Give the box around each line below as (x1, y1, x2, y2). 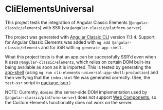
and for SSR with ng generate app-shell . (41, 44, 123, 50)
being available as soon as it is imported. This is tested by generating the (5, 64, 151, 70)
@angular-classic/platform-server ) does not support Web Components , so (5, 94, 157, 100)
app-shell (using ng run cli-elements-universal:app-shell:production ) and (5, 69, 158, 75)
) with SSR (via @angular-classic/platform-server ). (39, 24, 143, 30)
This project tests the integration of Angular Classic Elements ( (5, 19, 130, 25)
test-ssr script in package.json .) (5, 79, 71, 86)
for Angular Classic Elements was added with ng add (5, 39, 110, 45)
